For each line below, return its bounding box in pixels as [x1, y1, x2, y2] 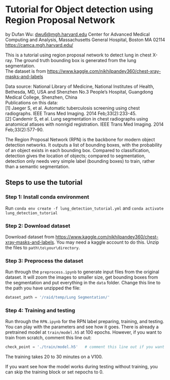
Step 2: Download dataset [5, 222, 71, 229]
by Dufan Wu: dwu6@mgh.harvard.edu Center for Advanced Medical [5, 31, 150, 37]
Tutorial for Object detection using [5, 4, 153, 15]
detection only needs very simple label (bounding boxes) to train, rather [5, 158, 155, 164]
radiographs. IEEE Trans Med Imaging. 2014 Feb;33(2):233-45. [5, 110, 137, 116]
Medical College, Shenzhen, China [5, 94, 78, 100]
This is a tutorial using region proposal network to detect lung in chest [5, 52, 152, 58]
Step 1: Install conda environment [5, 193, 89, 200]
